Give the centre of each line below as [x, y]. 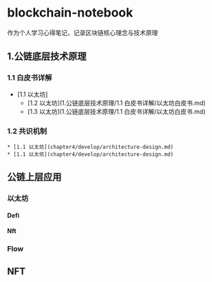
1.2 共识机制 [27, 131]
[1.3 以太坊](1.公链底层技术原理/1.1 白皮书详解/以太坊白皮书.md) [116, 111]
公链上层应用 [34, 177]
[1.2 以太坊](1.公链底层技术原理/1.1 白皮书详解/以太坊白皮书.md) [117, 103]
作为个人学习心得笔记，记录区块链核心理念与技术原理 [83, 32]
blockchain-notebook [70, 13]
